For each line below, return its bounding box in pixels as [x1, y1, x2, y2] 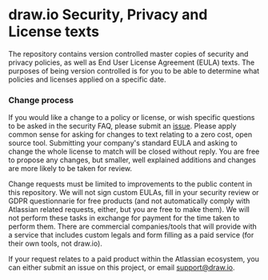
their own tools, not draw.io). [8, 238, 102, 249]
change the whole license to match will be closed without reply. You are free [8, 146, 260, 157]
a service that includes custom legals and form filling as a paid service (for [8, 230, 254, 240]
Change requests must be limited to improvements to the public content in [8, 179, 253, 189]
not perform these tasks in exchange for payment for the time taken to [8, 214, 240, 223]
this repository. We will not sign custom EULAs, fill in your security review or [8, 188, 259, 198]
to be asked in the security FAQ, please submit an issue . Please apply [8, 122, 237, 131]
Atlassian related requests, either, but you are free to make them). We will [8, 205, 250, 214]
